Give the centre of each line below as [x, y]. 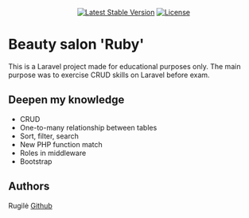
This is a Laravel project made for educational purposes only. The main [124, 66]
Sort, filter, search [49, 136]
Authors [29, 187]
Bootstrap [36, 161]
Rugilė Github [31, 205]
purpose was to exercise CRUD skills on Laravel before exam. [109, 75]
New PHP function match [61, 144]
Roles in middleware [53, 153]
